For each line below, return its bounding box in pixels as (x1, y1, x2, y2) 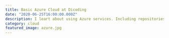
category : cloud (5, 21, 39, 26)
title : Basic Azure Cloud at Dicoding (5, 7, 87, 12)
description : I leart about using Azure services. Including (5, 16, 136, 21)
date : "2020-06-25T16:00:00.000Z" (5, 12, 78, 17)
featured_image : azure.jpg (5, 26, 62, 31)
